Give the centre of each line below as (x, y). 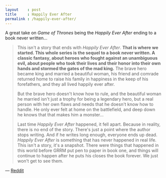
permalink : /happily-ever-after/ (41, 19)
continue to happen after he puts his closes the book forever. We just (88, 156)
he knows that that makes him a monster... (60, 115)
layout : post (23, 10)
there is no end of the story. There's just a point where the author (84, 130)
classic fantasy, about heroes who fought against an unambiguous (87, 58)
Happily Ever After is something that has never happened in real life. (87, 140)
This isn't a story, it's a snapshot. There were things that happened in (88, 145)
